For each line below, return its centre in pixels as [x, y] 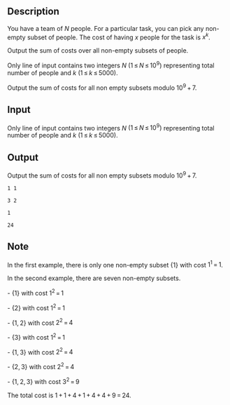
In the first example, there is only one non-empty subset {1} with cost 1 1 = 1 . [115, 264]
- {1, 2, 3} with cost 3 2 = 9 [44, 381]
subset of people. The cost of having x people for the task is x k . [119, 36]
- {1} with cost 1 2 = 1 [36, 292]
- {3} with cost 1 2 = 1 [36, 337]
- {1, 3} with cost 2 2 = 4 [40, 352]
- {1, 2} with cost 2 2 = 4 [40, 322]
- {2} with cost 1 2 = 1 [36, 307]
